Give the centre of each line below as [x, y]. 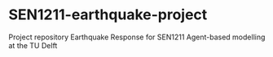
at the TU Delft [33, 45]
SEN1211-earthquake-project [108, 15]
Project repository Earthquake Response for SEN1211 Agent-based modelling [137, 37]
